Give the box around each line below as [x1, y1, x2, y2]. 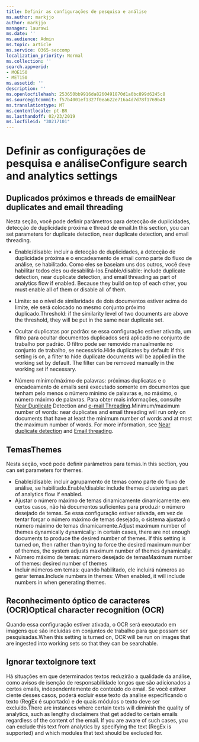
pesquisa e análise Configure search [6, 157, 188, 171]
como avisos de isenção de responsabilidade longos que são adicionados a [6, 679, 191, 686]
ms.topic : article [6, 42, 52, 48]
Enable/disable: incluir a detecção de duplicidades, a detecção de [14, 248, 176, 255]
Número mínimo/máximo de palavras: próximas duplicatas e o [14, 377, 166, 384]
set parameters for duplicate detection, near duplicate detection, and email [6, 230, 189, 237]
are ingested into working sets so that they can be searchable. [6, 640, 158, 647]
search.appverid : [6, 63, 49, 70]
